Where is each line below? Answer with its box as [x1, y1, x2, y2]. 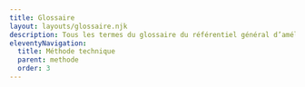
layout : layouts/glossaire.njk [9, 22, 128, 31]
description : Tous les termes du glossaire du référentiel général [9, 30, 271, 39]
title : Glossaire [9, 13, 75, 23]
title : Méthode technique [17, 47, 116, 56]
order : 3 [17, 64, 51, 73]
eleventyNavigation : [9, 38, 88, 48]
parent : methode [17, 55, 79, 64]
